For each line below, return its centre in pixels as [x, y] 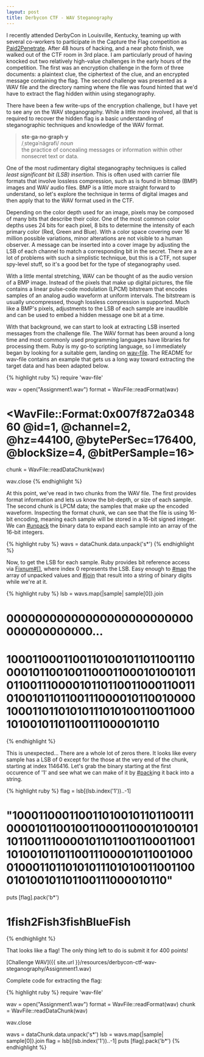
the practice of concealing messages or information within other [102, 150]
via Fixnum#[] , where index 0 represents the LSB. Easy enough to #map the [101, 569]
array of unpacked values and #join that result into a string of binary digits [99, 575]
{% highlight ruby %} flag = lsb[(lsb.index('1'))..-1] [69, 791]
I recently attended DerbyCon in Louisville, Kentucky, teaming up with [94, 35]
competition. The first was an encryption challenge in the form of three [95, 67]
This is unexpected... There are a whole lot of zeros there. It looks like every [101, 753]
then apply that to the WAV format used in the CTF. [70, 200]
